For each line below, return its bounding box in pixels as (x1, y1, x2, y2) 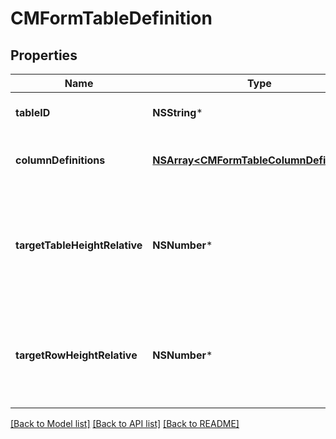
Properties (10, 47, 78, 64)
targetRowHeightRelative (15, 348, 138, 362)
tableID (15, 106, 51, 119)
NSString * (152, 106, 203, 119)
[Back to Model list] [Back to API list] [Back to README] (10, 418, 240, 429)
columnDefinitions (15, 153, 106, 167)
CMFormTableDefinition (10, 7, 213, 30)
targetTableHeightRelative (15, 238, 143, 252)
